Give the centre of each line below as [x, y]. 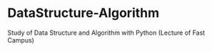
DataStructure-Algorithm [84, 13]
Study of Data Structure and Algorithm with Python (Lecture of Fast [106, 33]
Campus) [21, 40]
